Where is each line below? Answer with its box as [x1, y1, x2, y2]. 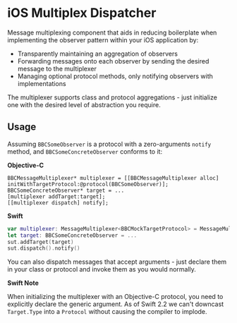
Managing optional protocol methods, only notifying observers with [17, 72, 214, 80]
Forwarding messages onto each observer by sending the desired [17, 56, 209, 65]
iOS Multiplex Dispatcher [7, 5, 157, 21]
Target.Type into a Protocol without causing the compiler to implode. [7, 307, 207, 316]
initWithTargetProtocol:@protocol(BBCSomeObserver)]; [7, 181, 169, 188]
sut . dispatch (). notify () [7, 245, 80, 252]
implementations [17, 79, 66, 87]
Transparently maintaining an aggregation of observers [17, 49, 178, 58]
